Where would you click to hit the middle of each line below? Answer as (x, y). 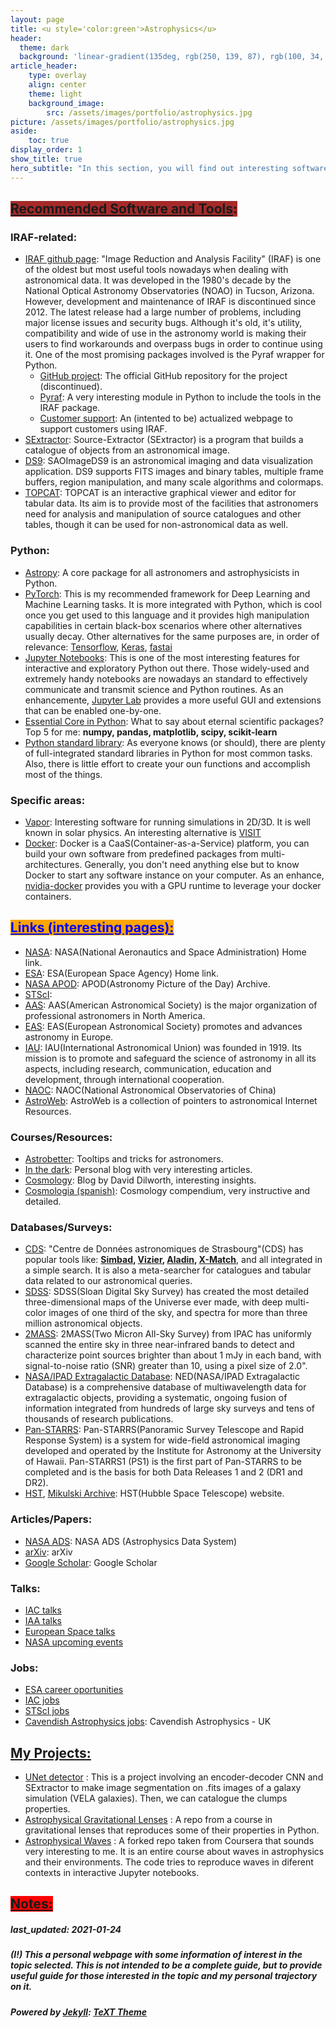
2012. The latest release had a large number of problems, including (163, 312)
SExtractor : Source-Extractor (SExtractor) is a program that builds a (164, 440)
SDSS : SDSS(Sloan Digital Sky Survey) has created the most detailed (166, 1292)
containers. (48, 896)
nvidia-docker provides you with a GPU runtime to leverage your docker (173, 885)
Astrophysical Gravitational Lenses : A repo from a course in (148, 1820)
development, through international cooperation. (124, 1079)
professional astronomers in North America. (115, 1015)
